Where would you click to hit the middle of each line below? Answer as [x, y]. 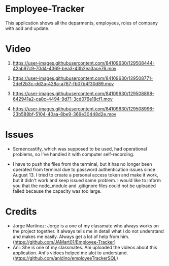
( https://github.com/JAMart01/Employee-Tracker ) [64, 242]
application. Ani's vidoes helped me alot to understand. [70, 253]
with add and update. [27, 28]
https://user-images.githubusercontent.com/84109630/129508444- [83, 63]
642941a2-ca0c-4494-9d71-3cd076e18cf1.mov [63, 99]
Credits [21, 212]
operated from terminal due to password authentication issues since [84, 169]
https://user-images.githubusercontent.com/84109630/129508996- [83, 109]
